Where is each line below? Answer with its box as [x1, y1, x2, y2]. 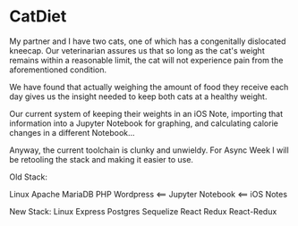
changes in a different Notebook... [9, 127, 136, 138]
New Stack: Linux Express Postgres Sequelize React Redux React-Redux [9, 205, 277, 216]
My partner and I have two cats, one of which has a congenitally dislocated [9, 36, 286, 46]
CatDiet [9, 6, 67, 27]
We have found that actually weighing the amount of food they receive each [9, 81, 289, 92]
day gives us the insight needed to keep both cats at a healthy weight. [9, 91, 268, 102]
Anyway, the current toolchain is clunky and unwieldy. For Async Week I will [9, 145, 289, 155]
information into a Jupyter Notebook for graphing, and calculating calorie [9, 118, 279, 129]
